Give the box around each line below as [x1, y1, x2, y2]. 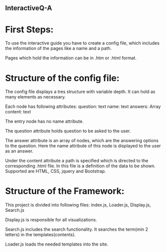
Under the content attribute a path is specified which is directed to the [5, 158, 149, 164]
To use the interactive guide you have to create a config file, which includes [5, 40, 160, 46]
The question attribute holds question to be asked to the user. [5, 128, 131, 134]
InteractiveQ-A [5, 4, 52, 12]
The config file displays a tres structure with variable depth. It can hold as [5, 89, 156, 95]
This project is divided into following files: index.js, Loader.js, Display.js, [5, 202, 151, 208]
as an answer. [5, 148, 34, 154]
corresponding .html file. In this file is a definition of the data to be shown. [5, 163, 156, 169]
